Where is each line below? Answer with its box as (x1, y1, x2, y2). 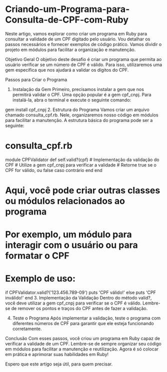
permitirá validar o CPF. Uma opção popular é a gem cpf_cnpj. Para (12, 91, 151, 97)
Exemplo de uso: (5, 273, 76, 284)
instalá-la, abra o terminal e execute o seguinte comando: (12, 96, 131, 103)
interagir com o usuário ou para (5, 239, 138, 251)
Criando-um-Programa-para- (5, 3, 130, 15)
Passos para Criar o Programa (5, 76, 67, 82)
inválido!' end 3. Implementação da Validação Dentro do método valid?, (5, 295, 152, 301)
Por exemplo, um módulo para (5, 229, 132, 240)
